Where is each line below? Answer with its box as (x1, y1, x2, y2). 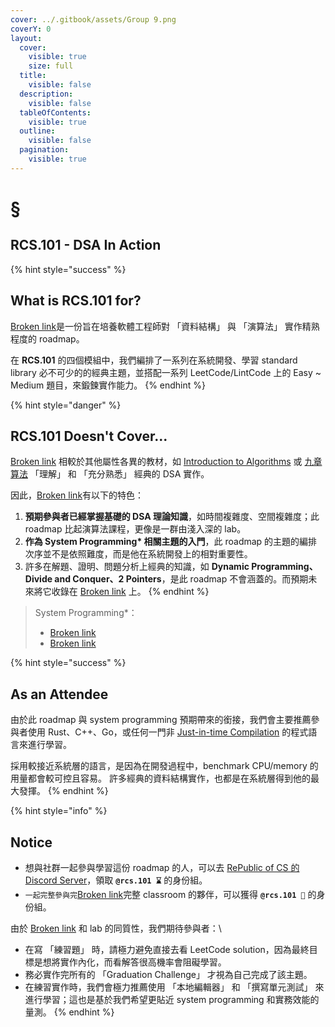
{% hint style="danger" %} (10, 399, 122, 411)
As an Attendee (10, 686, 109, 703)
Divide (24, 573, 53, 585)
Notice (10, 834, 53, 851)
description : (19, 89, 74, 99)
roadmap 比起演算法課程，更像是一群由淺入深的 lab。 (24, 523, 247, 535)
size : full (28, 61, 74, 71)
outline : (19, 126, 56, 136)
